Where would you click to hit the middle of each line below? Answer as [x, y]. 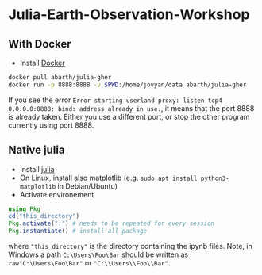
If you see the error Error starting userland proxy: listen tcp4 [115, 100]
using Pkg [25, 209]
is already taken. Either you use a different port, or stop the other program [129, 116]
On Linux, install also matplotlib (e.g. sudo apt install [108, 178]
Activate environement [57, 194]
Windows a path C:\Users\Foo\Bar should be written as [98, 254]
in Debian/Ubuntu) [87, 186]
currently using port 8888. [51, 125]
